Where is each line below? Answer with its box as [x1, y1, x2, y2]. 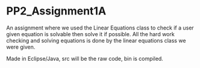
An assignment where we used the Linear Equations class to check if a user [6, 24, 194, 31]
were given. [6, 43, 36, 51]
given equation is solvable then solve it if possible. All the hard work [6, 30, 175, 37]
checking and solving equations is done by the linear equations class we [6, 37, 186, 44]
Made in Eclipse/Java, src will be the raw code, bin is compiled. [6, 55, 164, 62]
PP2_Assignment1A [6, 4, 107, 18]
